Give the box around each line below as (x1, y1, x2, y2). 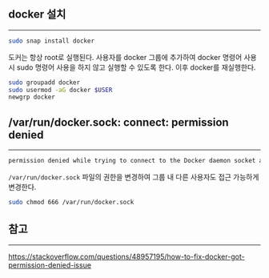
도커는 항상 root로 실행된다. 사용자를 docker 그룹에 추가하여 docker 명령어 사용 (8, 52, 258, 62)
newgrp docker (8, 93, 56, 102)
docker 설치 (8, 7, 66, 22)
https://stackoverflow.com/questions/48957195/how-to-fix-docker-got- (8, 252, 246, 261)
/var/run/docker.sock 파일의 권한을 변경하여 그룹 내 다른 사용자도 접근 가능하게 (8, 172, 259, 182)
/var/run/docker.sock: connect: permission (8, 115, 230, 129)
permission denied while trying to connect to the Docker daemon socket (8, 157, 256, 165)
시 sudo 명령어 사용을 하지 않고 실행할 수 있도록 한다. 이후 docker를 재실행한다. (8, 62, 256, 72)
